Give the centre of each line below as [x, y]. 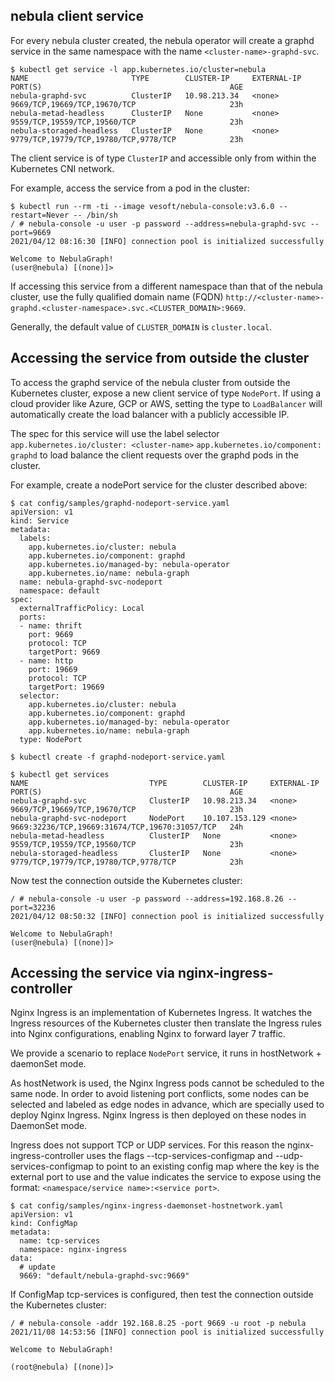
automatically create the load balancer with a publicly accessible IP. [150, 414]
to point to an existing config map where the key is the [207, 1166]
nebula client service [77, 16]
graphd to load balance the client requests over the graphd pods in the [154, 455]
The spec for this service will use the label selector [115, 433]
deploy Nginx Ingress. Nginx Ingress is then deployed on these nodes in [158, 1115]
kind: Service [40, 520]
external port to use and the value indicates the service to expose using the [166, 1177]
